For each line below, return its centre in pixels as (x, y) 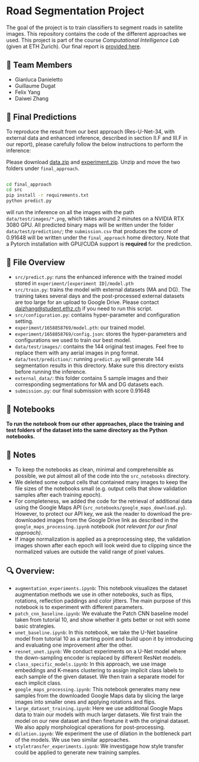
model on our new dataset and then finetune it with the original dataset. (102, 721)
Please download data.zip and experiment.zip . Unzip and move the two (93, 162)
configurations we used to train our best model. (73, 340)
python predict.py (29, 201)
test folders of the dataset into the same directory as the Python (87, 430)
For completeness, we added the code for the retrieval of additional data (103, 501)
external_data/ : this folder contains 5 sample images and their (91, 378)
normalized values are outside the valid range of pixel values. (90, 551)
